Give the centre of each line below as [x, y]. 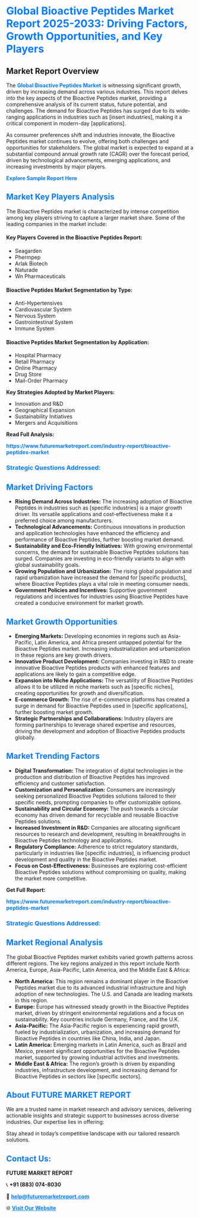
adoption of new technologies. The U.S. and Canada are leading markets [104, 994]
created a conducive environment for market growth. [79, 603]
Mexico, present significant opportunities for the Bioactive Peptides [97, 1051]
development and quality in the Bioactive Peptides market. [86, 859]
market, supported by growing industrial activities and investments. [97, 1057]
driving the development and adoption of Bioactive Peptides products [100, 731]
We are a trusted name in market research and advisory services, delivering [99, 1109]
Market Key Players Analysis [60, 197]
